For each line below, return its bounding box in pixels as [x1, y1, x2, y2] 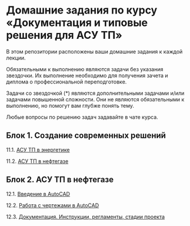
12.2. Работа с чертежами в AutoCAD [6, 201, 99, 209]
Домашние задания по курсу [6, 4, 158, 17]
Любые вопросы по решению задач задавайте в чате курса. [6, 113, 159, 121]
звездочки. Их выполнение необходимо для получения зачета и [6, 72, 169, 79]
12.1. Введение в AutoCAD [6, 190, 71, 197]
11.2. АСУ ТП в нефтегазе [6, 157, 69, 165]
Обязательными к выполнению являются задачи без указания [6, 65, 164, 72]
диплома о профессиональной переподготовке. [6, 78, 127, 85]
